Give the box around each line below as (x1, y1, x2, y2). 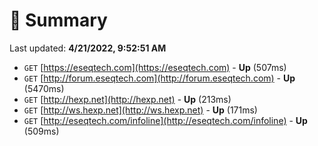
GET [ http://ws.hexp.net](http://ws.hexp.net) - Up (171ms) (23, 104, 258, 116)
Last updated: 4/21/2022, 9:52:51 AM (9, 42, 167, 54)
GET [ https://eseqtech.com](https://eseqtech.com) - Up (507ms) (23, 61, 287, 73)
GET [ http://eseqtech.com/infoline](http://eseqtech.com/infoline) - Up (23, 114, 308, 126)
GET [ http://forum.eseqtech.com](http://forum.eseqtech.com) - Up (23, 72, 296, 84)
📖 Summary (9, 9, 108, 32)
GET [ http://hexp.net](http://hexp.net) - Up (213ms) (23, 93, 232, 105)
